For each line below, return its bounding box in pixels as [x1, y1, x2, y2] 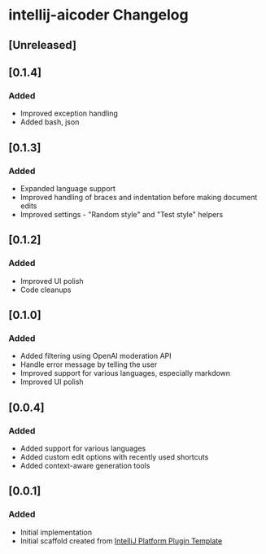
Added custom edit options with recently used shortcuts [20, 452, 209, 462]
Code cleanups [20, 285, 72, 294]
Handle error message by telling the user [20, 360, 158, 369]
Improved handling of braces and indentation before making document [20, 192, 258, 202]
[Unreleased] [8, 38, 77, 52]
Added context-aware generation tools [20, 461, 150, 471]
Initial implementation [20, 527, 93, 537]
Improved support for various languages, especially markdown [20, 369, 230, 378]
